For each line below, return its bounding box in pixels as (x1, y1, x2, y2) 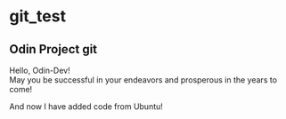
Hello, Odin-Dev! (9, 65, 70, 75)
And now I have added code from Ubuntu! (9, 101, 163, 112)
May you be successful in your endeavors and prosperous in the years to (9, 75, 278, 85)
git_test (9, 6, 67, 27)
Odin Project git (9, 42, 98, 57)
